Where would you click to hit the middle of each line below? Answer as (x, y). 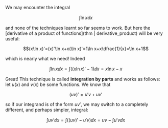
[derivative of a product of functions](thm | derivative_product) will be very (84, 33)
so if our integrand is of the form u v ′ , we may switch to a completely (77, 104)
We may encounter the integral (38, 7)
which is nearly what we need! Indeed (45, 59)
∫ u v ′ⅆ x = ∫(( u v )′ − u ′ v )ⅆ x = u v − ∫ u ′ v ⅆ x (86, 120)
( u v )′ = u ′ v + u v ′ (86, 94)
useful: (13, 39)
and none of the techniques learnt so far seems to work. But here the (78, 28)
